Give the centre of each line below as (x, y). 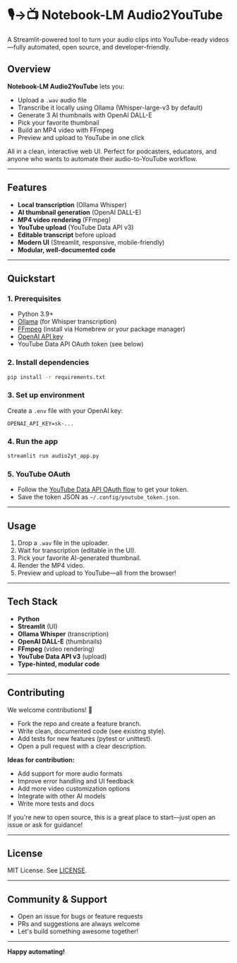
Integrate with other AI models (61, 796)
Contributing (36, 693)
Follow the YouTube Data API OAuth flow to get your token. (103, 489)
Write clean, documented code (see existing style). (91, 731)
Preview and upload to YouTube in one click (81, 137)
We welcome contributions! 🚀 (50, 710)
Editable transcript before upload (67, 235)
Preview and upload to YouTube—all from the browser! (97, 573)
